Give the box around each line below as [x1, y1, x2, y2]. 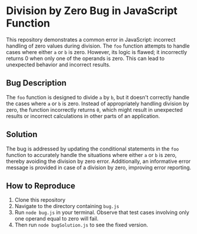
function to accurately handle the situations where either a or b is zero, [6, 151, 177, 158]
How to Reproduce [6, 180, 75, 190]
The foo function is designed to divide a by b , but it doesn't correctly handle [6, 93, 190, 101]
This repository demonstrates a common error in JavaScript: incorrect [6, 36, 176, 43]
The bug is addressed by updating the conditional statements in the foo [6, 145, 179, 152]
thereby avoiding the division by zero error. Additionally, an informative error [6, 158, 191, 165]
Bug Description [6, 78, 66, 88]
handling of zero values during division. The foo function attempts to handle [6, 42, 190, 49]
